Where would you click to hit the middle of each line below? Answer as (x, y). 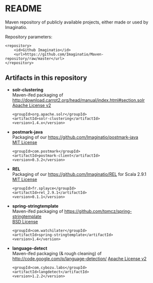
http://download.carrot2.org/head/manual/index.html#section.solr (78, 100)
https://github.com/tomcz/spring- (98, 211)
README (23, 9)
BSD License (25, 221)
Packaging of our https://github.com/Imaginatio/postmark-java (75, 137)
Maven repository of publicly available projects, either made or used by (77, 22)
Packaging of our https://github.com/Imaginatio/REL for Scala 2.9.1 (79, 174)
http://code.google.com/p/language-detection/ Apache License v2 (79, 259)
